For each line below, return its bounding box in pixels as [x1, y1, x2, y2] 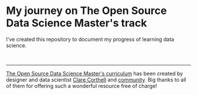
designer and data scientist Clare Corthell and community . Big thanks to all [6, 76, 186, 83]
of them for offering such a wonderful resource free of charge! [6, 82, 157, 89]
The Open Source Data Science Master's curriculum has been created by [6, 70, 184, 77]
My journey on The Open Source [6, 4, 167, 17]
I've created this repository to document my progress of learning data [6, 36, 175, 43]
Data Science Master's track [6, 16, 147, 30]
